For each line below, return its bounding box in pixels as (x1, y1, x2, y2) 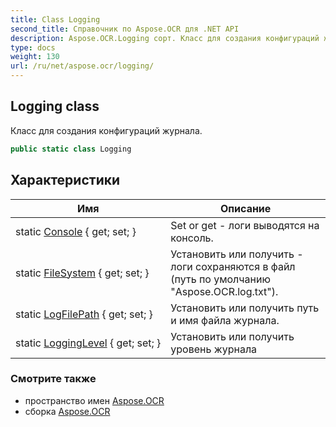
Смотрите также (10, 372, 97, 386)
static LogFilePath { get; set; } (15, 307, 153, 321)
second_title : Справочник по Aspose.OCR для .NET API (10, 24, 240, 34)
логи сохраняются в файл (170, 259, 296, 273)
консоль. (170, 231, 214, 245)
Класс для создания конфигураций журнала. (10, 124, 203, 136)
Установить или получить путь (170, 301, 320, 315)
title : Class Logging (10, 14, 101, 25)
